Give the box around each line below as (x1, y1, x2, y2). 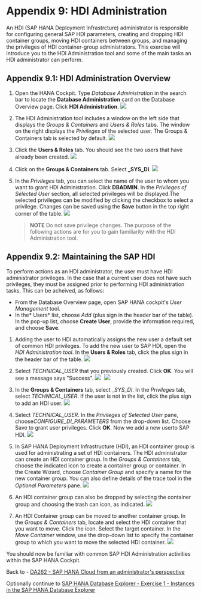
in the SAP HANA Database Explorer (6, 586, 96, 593)
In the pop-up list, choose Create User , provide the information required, (14, 317, 194, 325)
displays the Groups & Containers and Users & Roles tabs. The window (14, 121, 190, 128)
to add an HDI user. (14, 400, 63, 407)
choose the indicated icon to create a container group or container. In (14, 461, 187, 469)
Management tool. (14, 305, 61, 312)
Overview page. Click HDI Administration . (14, 103, 119, 110)
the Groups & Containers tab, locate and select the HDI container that (14, 518, 187, 526)
